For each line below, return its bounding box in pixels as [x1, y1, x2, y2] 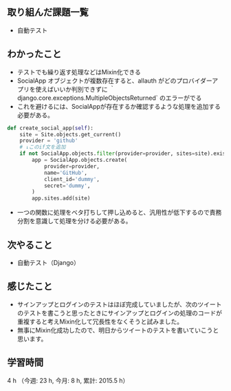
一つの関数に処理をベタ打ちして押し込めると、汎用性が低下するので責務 [16, 209, 222, 217]
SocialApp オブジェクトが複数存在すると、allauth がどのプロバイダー [16, 76, 212, 85]
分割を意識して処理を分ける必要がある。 [16, 217, 132, 225]
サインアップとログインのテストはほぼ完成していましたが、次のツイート [16, 300, 222, 308]
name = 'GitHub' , [43, 169, 88, 176]
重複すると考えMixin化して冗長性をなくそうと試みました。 [16, 317, 184, 326]
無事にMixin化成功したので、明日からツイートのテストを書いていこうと [16, 326, 219, 334]
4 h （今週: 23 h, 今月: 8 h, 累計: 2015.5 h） [7, 376, 129, 384]
